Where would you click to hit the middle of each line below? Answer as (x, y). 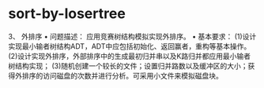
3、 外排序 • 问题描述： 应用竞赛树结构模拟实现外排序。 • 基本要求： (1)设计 (132, 36)
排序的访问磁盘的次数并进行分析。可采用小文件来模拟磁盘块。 (122, 75)
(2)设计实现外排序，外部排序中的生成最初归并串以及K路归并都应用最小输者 (130, 56)
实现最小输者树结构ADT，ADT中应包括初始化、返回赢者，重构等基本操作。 (130, 46)
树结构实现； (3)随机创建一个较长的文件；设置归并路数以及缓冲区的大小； (128, 66)
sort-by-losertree (67, 14)
